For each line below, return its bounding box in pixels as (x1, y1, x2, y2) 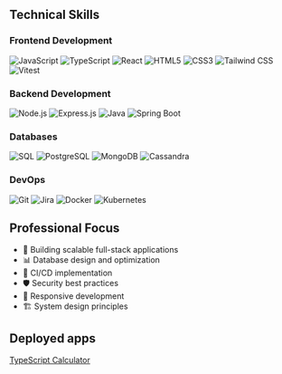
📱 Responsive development (22, 291, 125, 302)
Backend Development (9, 87, 111, 100)
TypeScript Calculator (9, 355, 90, 366)
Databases (9, 130, 58, 143)
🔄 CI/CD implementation (22, 267, 113, 279)
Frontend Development (9, 34, 113, 47)
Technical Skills (9, 7, 100, 23)
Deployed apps (9, 331, 97, 346)
